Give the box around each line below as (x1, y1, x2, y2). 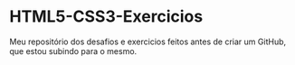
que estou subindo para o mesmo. (9, 45, 138, 56)
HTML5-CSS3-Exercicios (9, 6, 204, 27)
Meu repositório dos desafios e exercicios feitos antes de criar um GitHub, (9, 36, 287, 47)
